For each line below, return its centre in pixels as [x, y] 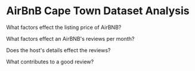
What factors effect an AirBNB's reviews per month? [70, 38]
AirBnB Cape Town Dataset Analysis [98, 11]
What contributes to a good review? [50, 62]
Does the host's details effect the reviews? [58, 50]
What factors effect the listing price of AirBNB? [64, 27]
